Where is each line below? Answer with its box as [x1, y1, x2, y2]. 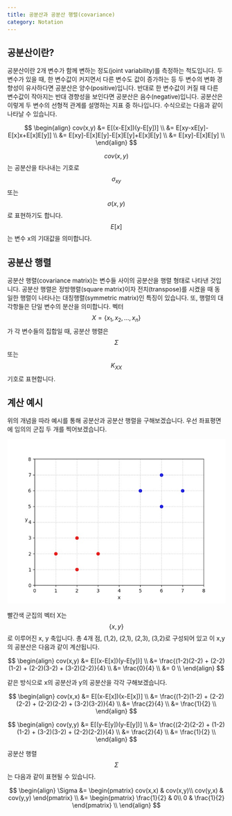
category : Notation [7, 18, 64, 26]
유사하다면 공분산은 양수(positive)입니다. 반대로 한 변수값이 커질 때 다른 [25, 84, 219, 92]
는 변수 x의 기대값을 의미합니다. [7, 235, 92, 243]
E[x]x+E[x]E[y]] [8, 131, 52, 139]
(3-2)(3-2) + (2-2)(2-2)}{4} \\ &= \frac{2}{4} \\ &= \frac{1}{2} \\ [37, 727, 216, 736]
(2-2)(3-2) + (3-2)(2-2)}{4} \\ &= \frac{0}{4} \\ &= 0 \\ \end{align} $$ [28, 663, 225, 672]
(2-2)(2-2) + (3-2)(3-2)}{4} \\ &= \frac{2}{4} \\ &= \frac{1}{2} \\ [37, 699, 217, 708]
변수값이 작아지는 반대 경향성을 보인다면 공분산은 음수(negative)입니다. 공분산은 [7, 92, 223, 101]
